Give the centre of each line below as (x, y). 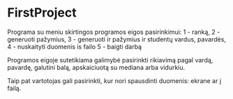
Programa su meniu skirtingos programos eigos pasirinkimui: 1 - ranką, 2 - (114, 32)
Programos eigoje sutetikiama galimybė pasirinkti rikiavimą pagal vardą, (110, 60)
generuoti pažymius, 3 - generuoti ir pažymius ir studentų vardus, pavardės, (117, 39)
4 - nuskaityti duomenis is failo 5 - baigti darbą (74, 46)
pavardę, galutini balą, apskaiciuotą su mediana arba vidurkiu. (96, 67)
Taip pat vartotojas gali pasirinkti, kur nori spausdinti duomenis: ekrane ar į (114, 80)
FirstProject (42, 13)
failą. (14, 88)
